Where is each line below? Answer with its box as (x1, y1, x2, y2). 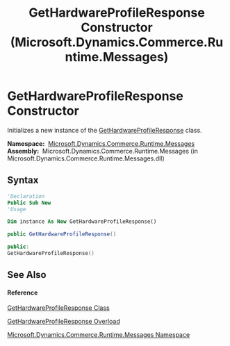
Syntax (7, 174, 39, 186)
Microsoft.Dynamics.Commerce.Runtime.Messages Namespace (7, 331, 190, 339)
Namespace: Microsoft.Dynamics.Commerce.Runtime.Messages (7, 139, 195, 147)
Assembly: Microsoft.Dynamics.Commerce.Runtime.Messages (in (7, 147, 198, 155)
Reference (7, 288, 38, 297)
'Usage (7, 206, 26, 213)
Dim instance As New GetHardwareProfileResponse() (7, 218, 157, 225)
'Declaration (7, 192, 45, 199)
